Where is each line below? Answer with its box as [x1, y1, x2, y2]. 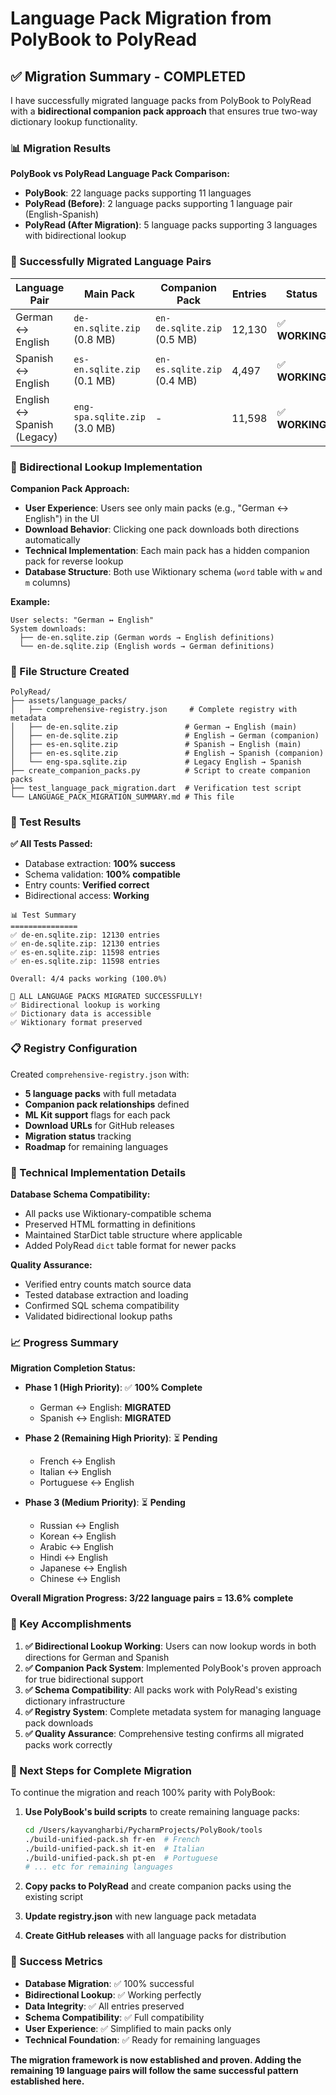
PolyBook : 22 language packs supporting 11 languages [24, 187, 252, 199]
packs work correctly [24, 1738, 113, 1751]
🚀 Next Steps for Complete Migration [10, 1763, 193, 1777]
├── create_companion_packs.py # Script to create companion [10, 766, 311, 776]
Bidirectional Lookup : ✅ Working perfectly [24, 1988, 202, 2001]
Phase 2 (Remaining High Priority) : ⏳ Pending [24, 1432, 218, 1444]
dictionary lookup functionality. [10, 116, 138, 127]
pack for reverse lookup [24, 555, 124, 567]
